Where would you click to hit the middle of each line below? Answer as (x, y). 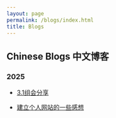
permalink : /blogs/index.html (50, 20)
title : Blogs (25, 26)
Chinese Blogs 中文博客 (58, 56)
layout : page (25, 14)
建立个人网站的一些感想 (50, 108)
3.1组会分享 (33, 93)
